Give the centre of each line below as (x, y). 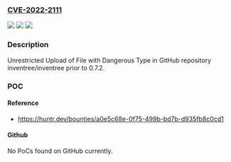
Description (28, 45)
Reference (23, 103)
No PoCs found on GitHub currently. (60, 151)
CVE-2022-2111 (35, 10)
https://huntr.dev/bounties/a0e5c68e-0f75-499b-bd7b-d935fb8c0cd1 (120, 119)
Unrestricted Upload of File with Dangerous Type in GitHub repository (109, 60)
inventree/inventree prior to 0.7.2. (56, 67)
